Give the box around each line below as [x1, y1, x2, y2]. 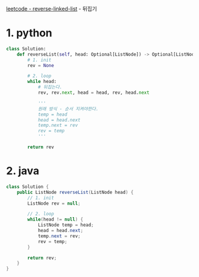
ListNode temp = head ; [37, 222, 94, 228]
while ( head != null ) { [27, 216, 84, 222]
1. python [6, 26, 53, 40]
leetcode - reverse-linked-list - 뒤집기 [6, 5, 97, 12]
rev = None [27, 62, 54, 68]
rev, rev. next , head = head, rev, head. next [37, 90, 150, 96]
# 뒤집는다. [37, 84, 63, 90]
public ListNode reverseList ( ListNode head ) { [17, 189, 134, 195]
